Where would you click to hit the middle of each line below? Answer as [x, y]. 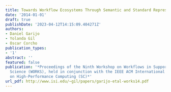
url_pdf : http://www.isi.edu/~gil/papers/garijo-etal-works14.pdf [77, 81]
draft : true [18, 19]
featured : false [22, 62]
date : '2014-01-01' [26, 15]
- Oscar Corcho [21, 43]
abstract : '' [19, 57]
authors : [15, 29]
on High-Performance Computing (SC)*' [51, 77]
